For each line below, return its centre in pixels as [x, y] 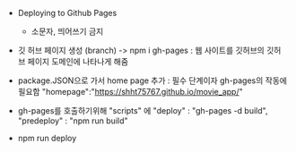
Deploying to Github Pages [67, 13]
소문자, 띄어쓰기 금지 [67, 31]
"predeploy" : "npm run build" [73, 121]
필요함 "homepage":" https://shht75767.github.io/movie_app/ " [131, 92]
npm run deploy [47, 138]
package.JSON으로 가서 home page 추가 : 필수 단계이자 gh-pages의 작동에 [152, 80]
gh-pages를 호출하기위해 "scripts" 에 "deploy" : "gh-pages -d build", [143, 110]
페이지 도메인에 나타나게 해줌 [78, 61]
